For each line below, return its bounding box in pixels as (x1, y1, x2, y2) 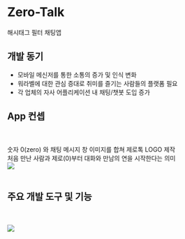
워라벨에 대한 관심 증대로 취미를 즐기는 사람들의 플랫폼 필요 (17, 79, 178, 87)
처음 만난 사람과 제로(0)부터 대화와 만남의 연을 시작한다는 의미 (7, 154, 176, 162)
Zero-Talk (7, 4, 65, 20)
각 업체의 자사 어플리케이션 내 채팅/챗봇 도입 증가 (17, 88, 150, 96)
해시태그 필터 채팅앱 (7, 28, 61, 36)
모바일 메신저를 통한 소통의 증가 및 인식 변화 (17, 71, 138, 79)
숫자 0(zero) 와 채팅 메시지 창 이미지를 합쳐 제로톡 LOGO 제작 (7, 145, 176, 154)
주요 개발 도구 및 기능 (7, 190, 92, 203)
